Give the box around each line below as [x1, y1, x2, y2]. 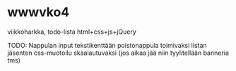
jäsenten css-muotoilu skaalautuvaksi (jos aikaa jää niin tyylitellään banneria [7, 49, 230, 57]
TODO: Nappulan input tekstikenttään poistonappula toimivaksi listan [7, 41, 207, 49]
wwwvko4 [7, 4, 69, 20]
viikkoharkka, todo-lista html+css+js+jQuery [7, 27, 136, 36]
